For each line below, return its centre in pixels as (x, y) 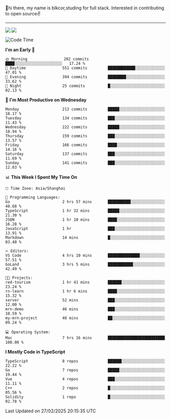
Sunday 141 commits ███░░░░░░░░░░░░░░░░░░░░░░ (85, 163)
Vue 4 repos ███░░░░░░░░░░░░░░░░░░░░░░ (85, 379)
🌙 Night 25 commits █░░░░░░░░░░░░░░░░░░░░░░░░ (85, 86)
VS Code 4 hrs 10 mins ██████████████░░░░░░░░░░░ (85, 255)
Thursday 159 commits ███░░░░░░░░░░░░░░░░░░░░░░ (85, 136)
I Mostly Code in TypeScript (35, 352)
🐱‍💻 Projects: (19, 278)
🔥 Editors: (17, 251)
